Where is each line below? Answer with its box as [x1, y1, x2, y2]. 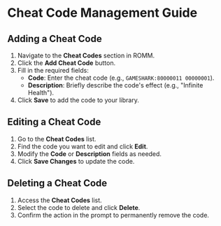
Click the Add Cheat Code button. [17, 59, 116, 67]
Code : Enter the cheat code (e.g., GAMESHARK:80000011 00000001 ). [27, 73, 215, 82]
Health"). [27, 89, 55, 97]
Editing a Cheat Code [7, 116, 101, 128]
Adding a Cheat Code [7, 33, 103, 45]
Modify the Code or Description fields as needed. [17, 149, 162, 158]
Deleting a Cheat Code [7, 177, 108, 190]
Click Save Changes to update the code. [17, 157, 135, 165]
